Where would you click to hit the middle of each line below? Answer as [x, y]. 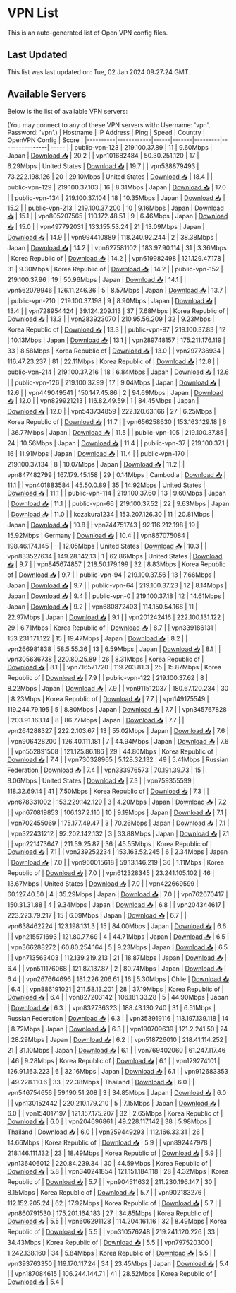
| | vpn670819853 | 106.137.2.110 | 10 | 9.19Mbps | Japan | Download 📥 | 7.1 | [117, 812]
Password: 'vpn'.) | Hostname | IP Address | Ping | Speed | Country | [106, 132]
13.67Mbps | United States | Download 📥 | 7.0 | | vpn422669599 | [103, 883]
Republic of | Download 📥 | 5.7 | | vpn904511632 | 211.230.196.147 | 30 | [112, 1181]
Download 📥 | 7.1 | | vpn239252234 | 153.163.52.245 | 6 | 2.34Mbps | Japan [117, 852]
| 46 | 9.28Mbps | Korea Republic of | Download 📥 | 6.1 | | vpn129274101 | [114, 1060]
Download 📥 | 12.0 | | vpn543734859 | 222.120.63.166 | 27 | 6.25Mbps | [112, 411]
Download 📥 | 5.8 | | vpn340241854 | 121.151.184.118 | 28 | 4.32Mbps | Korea [118, 1171]
